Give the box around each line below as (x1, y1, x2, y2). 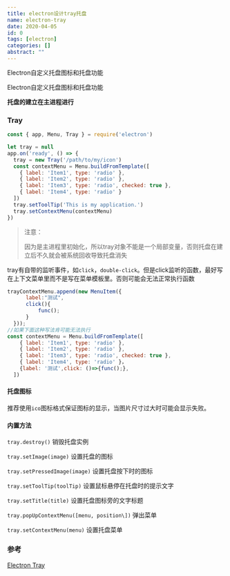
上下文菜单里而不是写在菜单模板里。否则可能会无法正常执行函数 (12, 274, 195, 282)
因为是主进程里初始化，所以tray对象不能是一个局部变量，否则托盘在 (23, 242, 218, 251)
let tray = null (7, 144, 54, 151)
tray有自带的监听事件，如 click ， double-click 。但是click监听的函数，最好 (7, 265, 218, 273)
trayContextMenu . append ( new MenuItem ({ (7, 288, 122, 295)
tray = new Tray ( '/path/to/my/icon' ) (13, 156, 122, 163)
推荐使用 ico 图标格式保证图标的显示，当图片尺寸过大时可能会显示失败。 (7, 404, 211, 412)
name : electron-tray (7, 17, 67, 23)
